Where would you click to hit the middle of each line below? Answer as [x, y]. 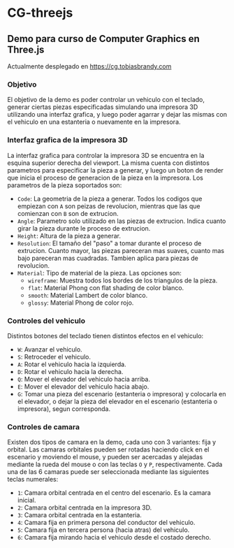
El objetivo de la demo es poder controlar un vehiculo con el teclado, [106, 100]
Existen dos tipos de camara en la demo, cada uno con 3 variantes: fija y [112, 442]
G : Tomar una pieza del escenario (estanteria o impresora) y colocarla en [122, 394]
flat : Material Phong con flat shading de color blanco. [106, 287]
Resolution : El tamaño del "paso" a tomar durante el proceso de [109, 243]
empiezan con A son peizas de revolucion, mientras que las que [109, 206]
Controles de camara [44, 426]
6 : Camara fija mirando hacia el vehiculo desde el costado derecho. [114, 538]
